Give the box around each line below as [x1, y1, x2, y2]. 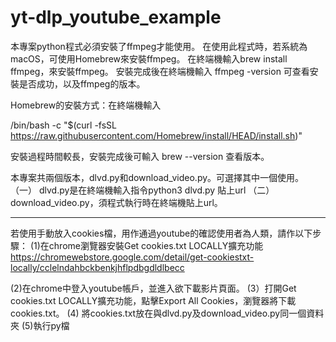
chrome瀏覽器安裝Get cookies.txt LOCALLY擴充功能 [48, 239, 264, 251]
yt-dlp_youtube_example [10, 6, 222, 29]
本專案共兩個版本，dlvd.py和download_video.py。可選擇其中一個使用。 [10, 171, 305, 183]
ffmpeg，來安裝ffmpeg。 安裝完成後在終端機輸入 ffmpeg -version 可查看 [10, 65, 310, 77]
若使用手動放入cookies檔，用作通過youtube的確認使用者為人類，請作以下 [10, 227, 313, 239]
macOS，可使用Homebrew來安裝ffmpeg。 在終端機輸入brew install [10, 52, 288, 65]
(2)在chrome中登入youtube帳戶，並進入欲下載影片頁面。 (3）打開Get [10, 282, 297, 294]
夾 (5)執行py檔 [10, 319, 70, 331]
